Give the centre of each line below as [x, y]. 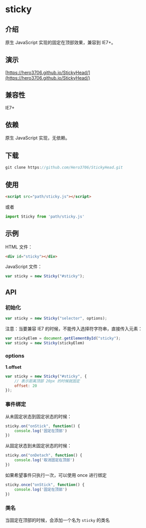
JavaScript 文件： [24, 267]
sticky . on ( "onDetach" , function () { [44, 455]
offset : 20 [26, 386]
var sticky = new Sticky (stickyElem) [45, 343]
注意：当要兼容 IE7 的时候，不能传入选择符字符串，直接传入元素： [74, 329]
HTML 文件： [19, 247]
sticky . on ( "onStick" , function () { [43, 426]
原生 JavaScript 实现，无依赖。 [38, 138]
